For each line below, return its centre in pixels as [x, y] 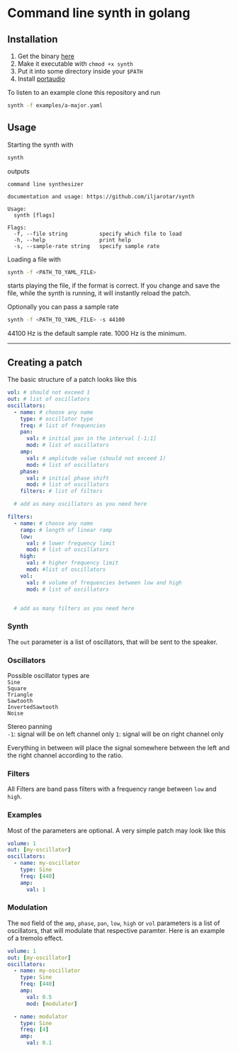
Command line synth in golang [99, 13]
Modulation [28, 907]
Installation [33, 39]
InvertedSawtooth [33, 707]
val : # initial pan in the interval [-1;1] [91, 439]
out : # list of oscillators [49, 399]
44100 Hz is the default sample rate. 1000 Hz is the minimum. [97, 334]
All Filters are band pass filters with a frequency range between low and [112, 789]
